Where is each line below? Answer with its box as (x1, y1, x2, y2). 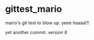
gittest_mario (5, 3, 62, 15)
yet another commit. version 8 (5, 29, 67, 35)
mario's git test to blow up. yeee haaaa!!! (5, 20, 89, 26)
